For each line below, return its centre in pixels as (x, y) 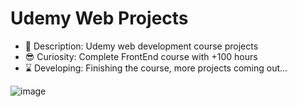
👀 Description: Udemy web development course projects (141, 46)
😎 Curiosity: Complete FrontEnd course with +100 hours (141, 56)
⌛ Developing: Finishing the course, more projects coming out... (156, 68)
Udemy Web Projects (99, 18)
